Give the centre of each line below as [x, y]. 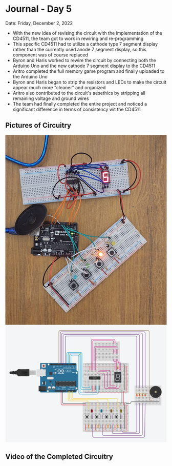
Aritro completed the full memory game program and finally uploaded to [89, 71]
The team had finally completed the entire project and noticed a [80, 104]
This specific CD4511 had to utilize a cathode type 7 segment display [85, 44]
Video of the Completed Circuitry [59, 457]
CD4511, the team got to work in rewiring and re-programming [78, 38]
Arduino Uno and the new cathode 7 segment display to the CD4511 [84, 66]
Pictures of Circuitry [38, 125]
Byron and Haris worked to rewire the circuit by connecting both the [84, 60]
